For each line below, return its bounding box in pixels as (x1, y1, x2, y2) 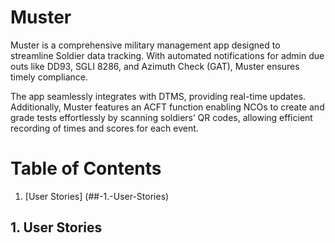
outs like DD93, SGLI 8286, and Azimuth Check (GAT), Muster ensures (10, 60, 300, 72)
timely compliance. (10, 71, 88, 83)
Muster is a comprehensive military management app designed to (10, 39, 281, 51)
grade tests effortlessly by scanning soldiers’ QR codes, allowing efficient (10, 111, 313, 123)
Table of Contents (10, 157, 162, 180)
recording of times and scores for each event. (10, 122, 199, 134)
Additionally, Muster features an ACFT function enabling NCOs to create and (10, 101, 325, 113)
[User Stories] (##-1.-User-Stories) (24, 190, 170, 202)
